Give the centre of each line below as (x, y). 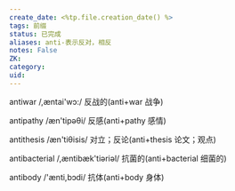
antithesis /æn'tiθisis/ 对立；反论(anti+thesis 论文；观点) (113, 139)
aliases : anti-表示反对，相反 (61, 42)
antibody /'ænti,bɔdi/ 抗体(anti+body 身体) (87, 177)
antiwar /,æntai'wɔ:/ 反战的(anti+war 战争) (86, 101)
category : (28, 68)
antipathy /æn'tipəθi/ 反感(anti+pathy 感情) (88, 120)
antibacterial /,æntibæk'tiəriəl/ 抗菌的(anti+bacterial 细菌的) (118, 158)
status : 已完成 (35, 34)
